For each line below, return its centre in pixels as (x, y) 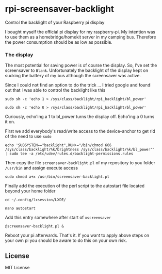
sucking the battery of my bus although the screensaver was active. (73, 76)
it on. (10, 122)
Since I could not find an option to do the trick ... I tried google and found (78, 85)
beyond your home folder (30, 191)
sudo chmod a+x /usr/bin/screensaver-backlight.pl (57, 177)
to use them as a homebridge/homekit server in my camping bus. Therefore (81, 37)
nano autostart (20, 208)
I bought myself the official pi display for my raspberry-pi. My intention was (80, 32)
